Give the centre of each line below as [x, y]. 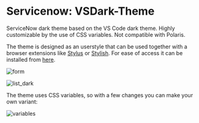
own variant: [22, 102]
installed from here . [31, 59]
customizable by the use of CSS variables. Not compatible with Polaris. [96, 34]
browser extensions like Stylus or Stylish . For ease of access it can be [95, 53]
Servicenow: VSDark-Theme [81, 11]
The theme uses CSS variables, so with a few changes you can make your [100, 95]
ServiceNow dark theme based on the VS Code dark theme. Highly [91, 28]
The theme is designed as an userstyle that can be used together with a [97, 47]
